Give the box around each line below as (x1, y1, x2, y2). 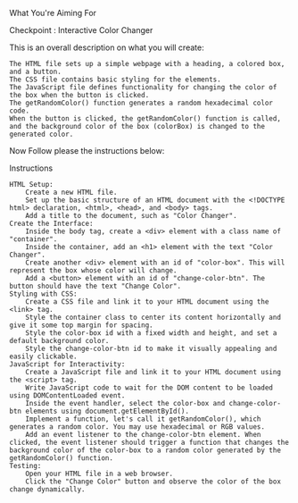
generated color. (9, 130, 74, 138)
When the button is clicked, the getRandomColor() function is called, (9, 114, 281, 123)
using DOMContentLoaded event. (9, 391, 126, 400)
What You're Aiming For (9, 8, 96, 18)
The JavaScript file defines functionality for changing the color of (9, 83, 277, 92)
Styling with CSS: (9, 289, 78, 298)
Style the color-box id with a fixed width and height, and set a (25, 329, 277, 338)
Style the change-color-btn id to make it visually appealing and (25, 344, 277, 353)
